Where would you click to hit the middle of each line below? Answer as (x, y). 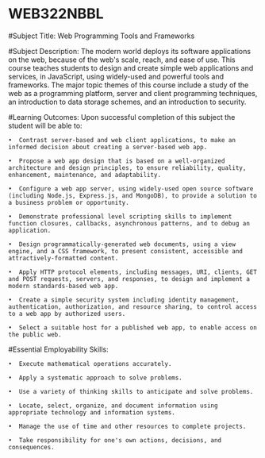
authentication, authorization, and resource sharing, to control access (133, 306)
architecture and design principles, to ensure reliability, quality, (127, 167)
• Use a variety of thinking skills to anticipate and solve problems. (131, 391)
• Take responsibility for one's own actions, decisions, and (115, 440)
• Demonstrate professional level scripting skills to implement (120, 216)
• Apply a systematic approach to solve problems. (95, 378)
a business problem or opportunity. (69, 202)
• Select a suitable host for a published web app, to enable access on (133, 327)
